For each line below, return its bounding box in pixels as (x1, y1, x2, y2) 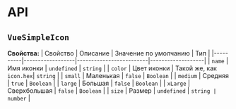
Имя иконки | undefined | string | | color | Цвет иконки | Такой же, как (7, 64, 218, 72)
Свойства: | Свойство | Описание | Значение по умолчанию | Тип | (7, 49, 211, 57)
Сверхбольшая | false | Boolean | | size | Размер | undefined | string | (7, 86, 217, 95)
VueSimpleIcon (7, 32, 69, 42)
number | (7, 94, 30, 102)
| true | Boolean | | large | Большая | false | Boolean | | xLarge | (7, 79, 191, 87)
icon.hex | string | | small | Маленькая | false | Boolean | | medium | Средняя (7, 72, 230, 79)
